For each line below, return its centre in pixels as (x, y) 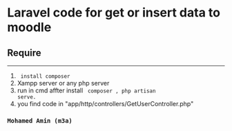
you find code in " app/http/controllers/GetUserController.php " (105, 104)
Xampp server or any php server (63, 83)
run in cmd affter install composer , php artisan (86, 90)
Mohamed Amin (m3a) (40, 121)
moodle (29, 27)
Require (24, 53)
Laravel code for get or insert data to (114, 13)
